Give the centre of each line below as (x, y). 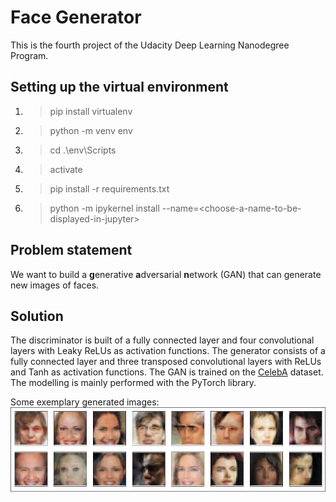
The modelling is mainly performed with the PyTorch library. (133, 383)
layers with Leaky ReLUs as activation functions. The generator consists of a (168, 351)
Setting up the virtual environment (119, 87)
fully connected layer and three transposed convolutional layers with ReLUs (166, 362)
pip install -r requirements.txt (109, 188)
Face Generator (76, 17)
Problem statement (71, 250)
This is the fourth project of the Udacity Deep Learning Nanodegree (150, 45)
